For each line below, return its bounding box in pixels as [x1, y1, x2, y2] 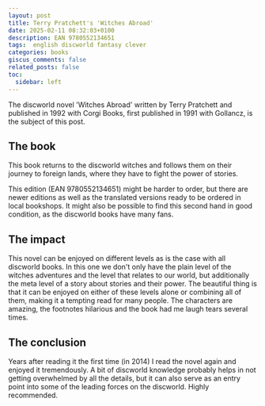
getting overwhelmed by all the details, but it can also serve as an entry [8, 373, 241, 383]
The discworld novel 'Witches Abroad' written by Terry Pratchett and [8, 100, 233, 109]
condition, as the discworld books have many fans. [8, 209, 174, 219]
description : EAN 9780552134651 [8, 33, 115, 42]
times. [8, 312, 28, 322]
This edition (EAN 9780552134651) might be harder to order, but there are [8, 184, 249, 194]
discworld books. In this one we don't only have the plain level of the [8, 262, 232, 272]
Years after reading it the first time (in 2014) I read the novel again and [8, 356, 237, 366]
